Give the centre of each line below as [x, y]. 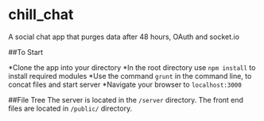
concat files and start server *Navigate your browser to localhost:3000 [125, 84]
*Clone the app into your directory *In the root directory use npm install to [132, 67]
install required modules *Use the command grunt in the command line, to [130, 76]
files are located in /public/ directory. [70, 108]
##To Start [26, 52]
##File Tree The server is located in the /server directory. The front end [126, 100]
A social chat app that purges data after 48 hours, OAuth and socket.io [124, 37]
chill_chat [41, 15]
